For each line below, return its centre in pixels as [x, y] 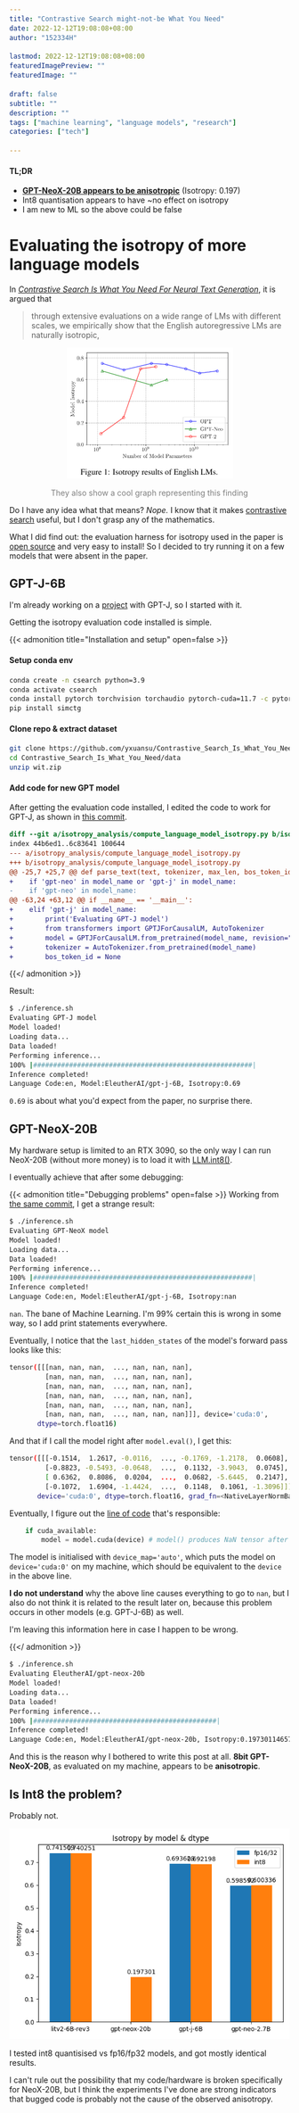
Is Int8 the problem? [66, 1794]
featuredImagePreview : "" [57, 66]
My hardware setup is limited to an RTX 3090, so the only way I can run [140, 1150]
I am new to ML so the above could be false [102, 210]
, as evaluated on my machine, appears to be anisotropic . [154, 1766]
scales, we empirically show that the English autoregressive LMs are [156, 326]
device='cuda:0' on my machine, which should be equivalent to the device [145, 1567]
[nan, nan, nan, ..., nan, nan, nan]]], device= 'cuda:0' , [157, 1414]
